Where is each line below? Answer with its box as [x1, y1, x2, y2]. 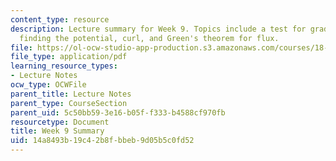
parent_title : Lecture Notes [10, 89, 132, 99]
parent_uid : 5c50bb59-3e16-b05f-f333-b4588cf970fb [10, 107, 226, 118]
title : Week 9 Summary [10, 126, 105, 136]
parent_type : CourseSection [10, 98, 128, 108]
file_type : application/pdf [10, 52, 128, 62]
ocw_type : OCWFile [10, 80, 87, 90]
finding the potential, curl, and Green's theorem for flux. [19, 33, 280, 43]
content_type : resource [10, 14, 110, 25]
